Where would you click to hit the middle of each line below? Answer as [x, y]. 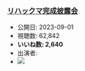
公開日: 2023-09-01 [45, 27]
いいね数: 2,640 [40, 44]
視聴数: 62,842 [38, 36]
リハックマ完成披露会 [42, 10]
